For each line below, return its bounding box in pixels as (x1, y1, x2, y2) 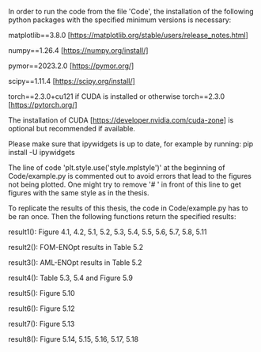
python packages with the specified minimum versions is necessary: (8, 15, 232, 25)
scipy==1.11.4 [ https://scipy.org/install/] (8, 77, 136, 85)
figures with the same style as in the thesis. (8, 188, 149, 197)
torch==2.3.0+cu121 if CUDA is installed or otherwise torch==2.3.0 (8, 92, 225, 101)
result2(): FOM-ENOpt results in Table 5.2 (8, 243, 144, 252)
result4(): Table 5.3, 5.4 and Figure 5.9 (8, 273, 133, 282)
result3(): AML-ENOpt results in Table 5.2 (8, 258, 142, 267)
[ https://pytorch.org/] (8, 100, 78, 109)
